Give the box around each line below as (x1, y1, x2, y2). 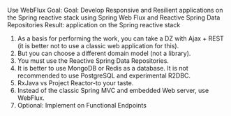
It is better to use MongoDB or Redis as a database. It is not (17, 64, 188, 72)
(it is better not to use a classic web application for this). (17, 42, 179, 50)
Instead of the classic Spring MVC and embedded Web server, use (17, 87, 209, 94)
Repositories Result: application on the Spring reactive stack (7, 21, 181, 29)
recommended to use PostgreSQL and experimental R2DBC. (17, 71, 191, 80)
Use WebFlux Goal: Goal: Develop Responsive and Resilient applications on (7, 6, 223, 14)
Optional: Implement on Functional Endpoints (17, 101, 147, 109)
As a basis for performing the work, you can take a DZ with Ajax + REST (17, 34, 225, 43)
